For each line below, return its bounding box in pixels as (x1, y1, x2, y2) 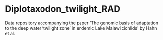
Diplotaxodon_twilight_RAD (5, 3, 120, 15)
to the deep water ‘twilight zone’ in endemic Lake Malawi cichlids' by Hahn (5, 25, 157, 31)
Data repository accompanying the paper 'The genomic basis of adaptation (5, 20, 158, 26)
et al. (5, 30, 15, 36)
